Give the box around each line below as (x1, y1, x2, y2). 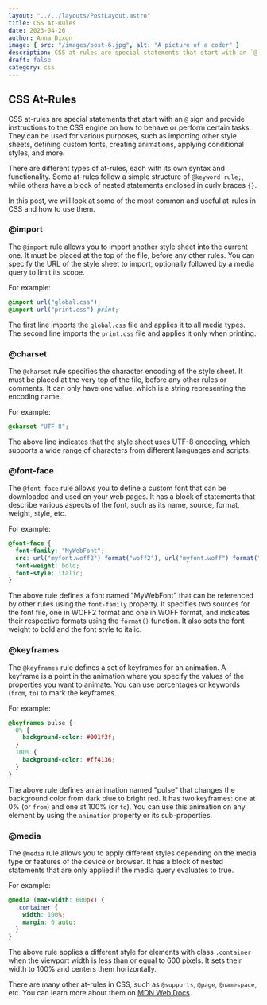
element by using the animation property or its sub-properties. (8, 810, 213, 820)
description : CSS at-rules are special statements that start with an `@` (8, 49, 261, 56)
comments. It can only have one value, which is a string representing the (8, 383, 246, 392)
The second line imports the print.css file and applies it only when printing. (8, 328, 257, 338)
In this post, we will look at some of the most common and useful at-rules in (8, 196, 257, 205)
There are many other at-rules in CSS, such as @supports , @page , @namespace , (8, 980, 257, 989)
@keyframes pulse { (8, 719, 73, 726)
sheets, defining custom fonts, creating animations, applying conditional (8, 139, 245, 149)
